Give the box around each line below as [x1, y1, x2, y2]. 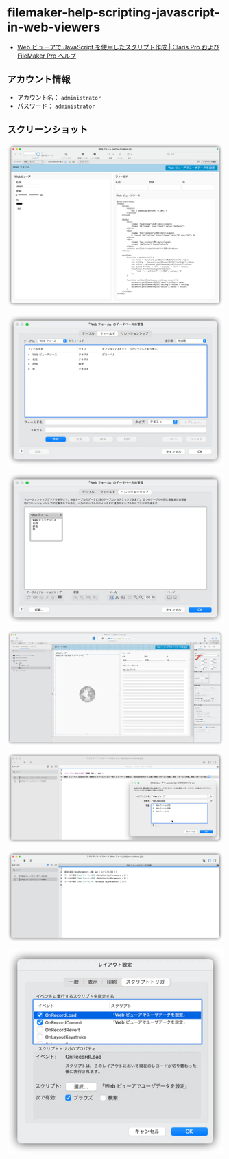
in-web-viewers [7, 19, 101, 35]
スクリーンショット [7, 124, 88, 135]
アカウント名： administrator [16, 93, 101, 101]
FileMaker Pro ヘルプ [16, 52, 77, 60]
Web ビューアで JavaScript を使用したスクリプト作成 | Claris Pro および [16, 43, 220, 51]
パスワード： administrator [16, 102, 95, 110]
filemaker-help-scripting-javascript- [7, 5, 221, 21]
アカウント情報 [7, 74, 71, 85]
